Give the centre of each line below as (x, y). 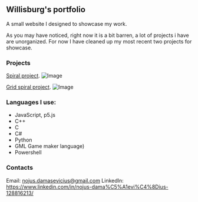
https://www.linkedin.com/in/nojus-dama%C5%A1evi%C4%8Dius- (87, 187)
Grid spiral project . (29, 87)
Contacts (20, 168)
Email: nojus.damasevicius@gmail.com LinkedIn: (65, 180)
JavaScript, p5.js (35, 115)
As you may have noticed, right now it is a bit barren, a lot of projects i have (98, 35)
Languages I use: (31, 102)
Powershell (28, 153)
